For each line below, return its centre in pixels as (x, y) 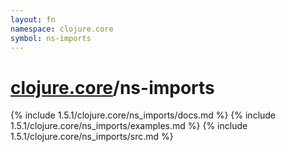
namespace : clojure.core (62, 29)
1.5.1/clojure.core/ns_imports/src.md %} (92, 137)
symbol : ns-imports (51, 38)
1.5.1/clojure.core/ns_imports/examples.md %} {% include (129, 126)
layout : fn (33, 19)
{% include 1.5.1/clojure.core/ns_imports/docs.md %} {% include (143, 115)
